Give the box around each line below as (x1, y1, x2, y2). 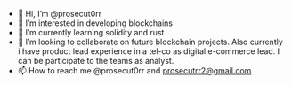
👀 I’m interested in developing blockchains (17, 18, 174, 28)
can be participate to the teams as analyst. (17, 56, 174, 66)
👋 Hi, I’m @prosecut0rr (17, 9, 102, 19)
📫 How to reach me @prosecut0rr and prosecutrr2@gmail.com (17, 66, 252, 75)
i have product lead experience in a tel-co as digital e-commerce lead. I (17, 46, 280, 57)
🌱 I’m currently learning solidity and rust (17, 27, 165, 37)
